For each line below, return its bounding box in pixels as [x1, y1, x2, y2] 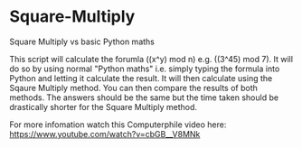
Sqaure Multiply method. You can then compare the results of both [9, 82, 258, 93]
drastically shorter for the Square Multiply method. [9, 101, 197, 112]
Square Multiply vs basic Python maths [9, 36, 156, 47]
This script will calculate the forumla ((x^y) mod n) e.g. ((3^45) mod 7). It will [9, 53, 294, 64]
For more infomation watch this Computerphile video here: [9, 119, 227, 130]
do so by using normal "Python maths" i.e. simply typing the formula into [9, 63, 280, 74]
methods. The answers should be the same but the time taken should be [9, 92, 278, 103]
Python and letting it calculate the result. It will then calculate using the [9, 72, 273, 83]
